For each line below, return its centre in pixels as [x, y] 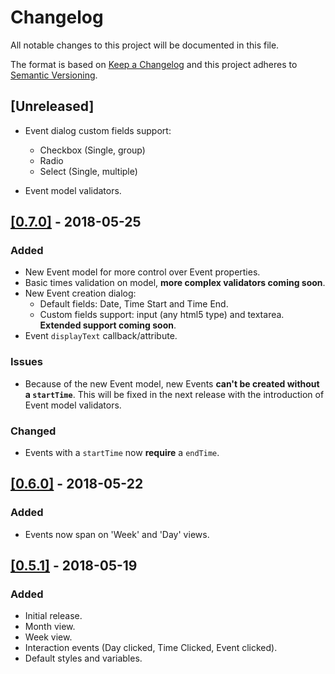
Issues [27, 362]
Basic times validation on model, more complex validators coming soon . [175, 283]
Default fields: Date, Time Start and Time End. [134, 304]
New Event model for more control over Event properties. [142, 272]
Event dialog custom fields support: [98, 130]
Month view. [50, 627]
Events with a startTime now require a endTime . [122, 453]
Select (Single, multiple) [88, 171]
